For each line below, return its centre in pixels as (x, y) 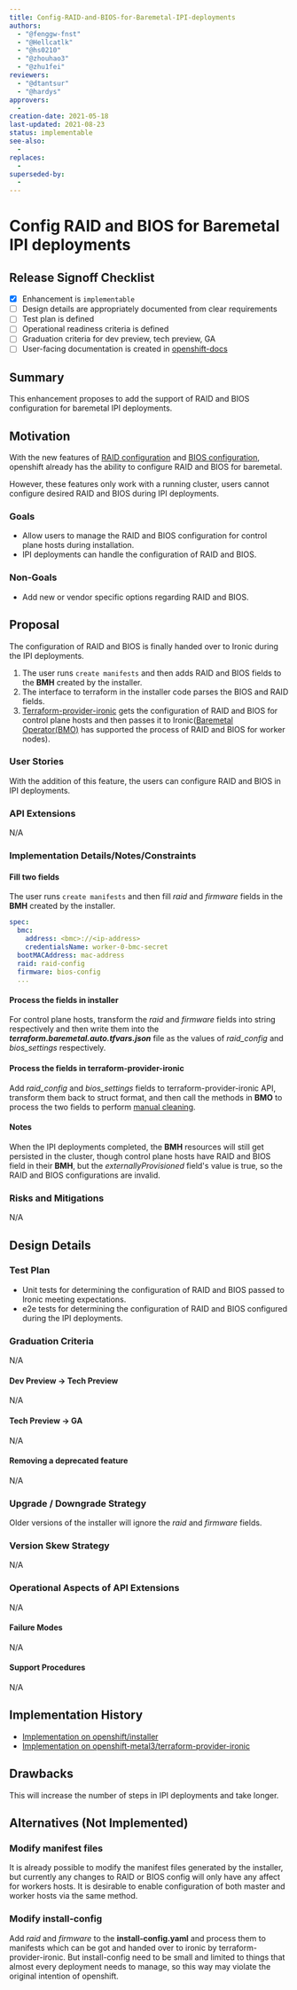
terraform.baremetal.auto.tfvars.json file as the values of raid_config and (146, 1038)
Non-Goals (33, 577)
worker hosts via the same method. (74, 1896)
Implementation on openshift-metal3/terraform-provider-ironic (136, 1746)
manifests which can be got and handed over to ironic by (113, 1947)
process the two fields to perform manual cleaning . (103, 1107)
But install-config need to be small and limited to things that (176, 1957)
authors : (25, 26)
